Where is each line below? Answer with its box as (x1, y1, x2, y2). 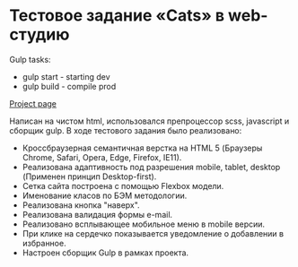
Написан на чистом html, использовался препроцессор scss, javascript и (9, 116, 290, 126)
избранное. (22, 237, 66, 248)
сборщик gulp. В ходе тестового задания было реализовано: (9, 125, 242, 135)
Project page (9, 98, 57, 108)
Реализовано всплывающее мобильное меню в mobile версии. (22, 219, 266, 229)
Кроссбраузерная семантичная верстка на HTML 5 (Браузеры (22, 142, 263, 153)
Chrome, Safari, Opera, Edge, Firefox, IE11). (22, 151, 182, 162)
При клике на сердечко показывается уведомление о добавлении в (22, 228, 285, 238)
